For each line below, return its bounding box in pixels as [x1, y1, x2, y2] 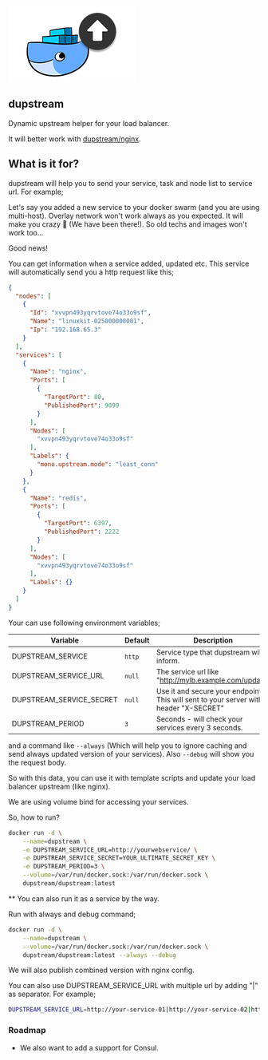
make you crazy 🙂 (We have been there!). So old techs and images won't [8, 219, 247, 229]
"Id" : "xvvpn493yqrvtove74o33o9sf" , [29, 309, 152, 317]
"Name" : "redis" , [29, 494, 88, 502]
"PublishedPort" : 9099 [43, 401, 120, 409]
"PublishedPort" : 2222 [43, 528, 120, 536]
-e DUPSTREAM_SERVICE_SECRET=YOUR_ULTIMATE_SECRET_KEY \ [22, 854, 216, 862]
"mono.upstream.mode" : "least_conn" [37, 461, 159, 469]
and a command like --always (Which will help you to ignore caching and [8, 741, 247, 750]
